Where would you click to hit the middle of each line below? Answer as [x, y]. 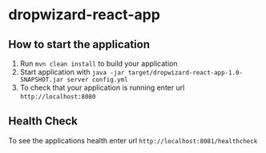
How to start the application [79, 44]
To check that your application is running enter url [102, 87]
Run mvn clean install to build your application [99, 63]
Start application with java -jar [72, 72]
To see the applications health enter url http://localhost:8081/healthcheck [133, 140]
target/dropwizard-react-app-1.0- [185, 73]
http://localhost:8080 [58, 97]
